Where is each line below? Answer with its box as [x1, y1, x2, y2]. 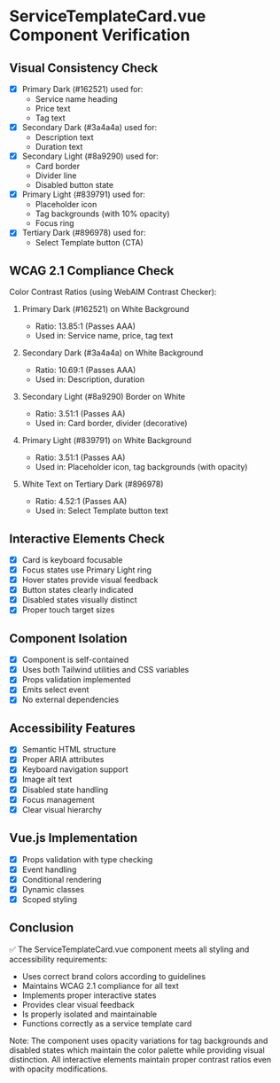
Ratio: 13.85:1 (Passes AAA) [35, 321, 136, 331]
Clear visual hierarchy [21, 804, 102, 814]
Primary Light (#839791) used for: [21, 189, 146, 200]
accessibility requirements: [9, 954, 108, 964]
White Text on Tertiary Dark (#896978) [21, 479, 164, 489]
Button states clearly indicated [21, 585, 134, 596]
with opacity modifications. [9, 1064, 108, 1074]
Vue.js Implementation [9, 830, 138, 845]
